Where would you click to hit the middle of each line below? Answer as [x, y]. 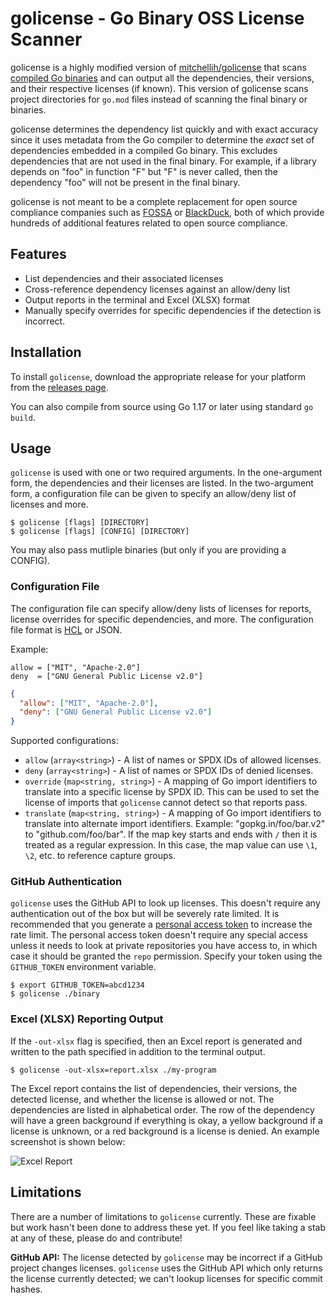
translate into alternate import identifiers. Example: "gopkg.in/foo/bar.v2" [175, 824]
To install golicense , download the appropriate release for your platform [158, 376]
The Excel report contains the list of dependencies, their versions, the [154, 1088]
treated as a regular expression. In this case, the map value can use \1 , [171, 845]
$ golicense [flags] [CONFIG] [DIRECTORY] [100, 532]
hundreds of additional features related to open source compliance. [149, 223]
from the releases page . [59, 387]
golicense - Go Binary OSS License [157, 18]
